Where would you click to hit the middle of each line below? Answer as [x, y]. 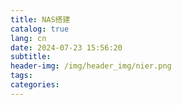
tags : [21, 76]
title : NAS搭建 [40, 19]
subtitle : [31, 57]
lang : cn [28, 38]
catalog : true [40, 29]
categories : [35, 85]
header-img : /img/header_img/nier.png [91, 66]
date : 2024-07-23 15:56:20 [66, 47]
